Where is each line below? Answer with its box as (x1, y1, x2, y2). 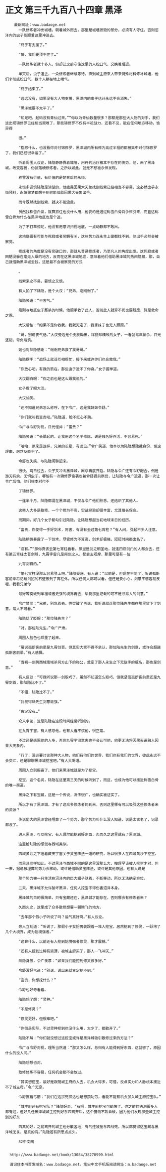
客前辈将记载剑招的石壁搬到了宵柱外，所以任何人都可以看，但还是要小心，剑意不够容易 (5, 576, 157, 581)
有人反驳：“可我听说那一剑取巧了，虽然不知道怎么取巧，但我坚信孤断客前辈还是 (18, 674, 158, 680)
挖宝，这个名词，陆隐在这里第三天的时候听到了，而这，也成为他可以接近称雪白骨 (18, 778, 159, 782)
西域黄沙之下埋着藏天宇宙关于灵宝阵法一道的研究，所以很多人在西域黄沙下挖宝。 (18, 851, 159, 856)
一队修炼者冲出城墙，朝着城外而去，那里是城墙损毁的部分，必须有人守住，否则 (18, 27, 155, 32)
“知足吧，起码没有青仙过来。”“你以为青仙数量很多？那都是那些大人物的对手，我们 (18, 115, 160, 120)
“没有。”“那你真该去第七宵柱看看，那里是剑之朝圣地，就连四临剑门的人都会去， (18, 546, 156, 551)
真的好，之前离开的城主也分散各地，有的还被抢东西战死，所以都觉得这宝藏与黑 (22, 1124, 159, 1129)
